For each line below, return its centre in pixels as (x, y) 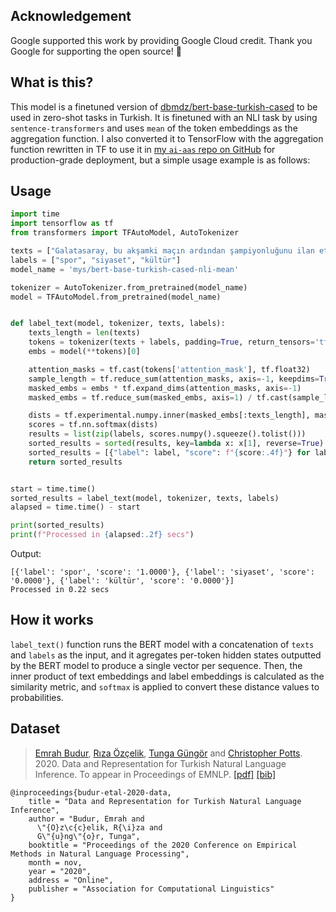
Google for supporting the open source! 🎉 (96, 51)
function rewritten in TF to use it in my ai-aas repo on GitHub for (143, 149)
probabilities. (37, 697)
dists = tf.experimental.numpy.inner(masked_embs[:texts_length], (169, 415)
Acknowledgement (71, 16)
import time (35, 214)
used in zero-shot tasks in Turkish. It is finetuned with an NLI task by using (164, 117)
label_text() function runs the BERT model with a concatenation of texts (162, 644)
